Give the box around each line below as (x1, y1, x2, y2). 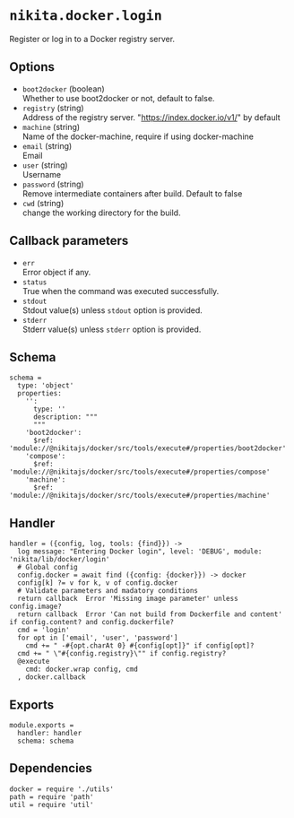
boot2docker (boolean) (22, 83, 105, 94)
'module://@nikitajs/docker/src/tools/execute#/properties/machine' (9, 492, 271, 500)
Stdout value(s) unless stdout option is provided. (22, 304, 203, 316)
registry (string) (22, 102, 84, 113)
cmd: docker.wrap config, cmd (25, 665, 139, 674)
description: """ (32, 413, 99, 422)
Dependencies (9, 761, 92, 776)
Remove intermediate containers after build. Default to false (22, 187, 243, 199)
